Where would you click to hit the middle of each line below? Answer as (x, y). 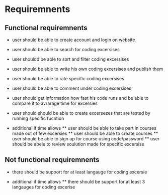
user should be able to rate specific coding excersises (68, 78)
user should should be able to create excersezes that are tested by (81, 113)
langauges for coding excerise (44, 187)
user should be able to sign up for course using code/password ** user (86, 139)
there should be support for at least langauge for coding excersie (79, 172)
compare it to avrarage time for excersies (55, 103)
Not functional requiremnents (52, 160)
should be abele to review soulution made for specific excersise (78, 144)
